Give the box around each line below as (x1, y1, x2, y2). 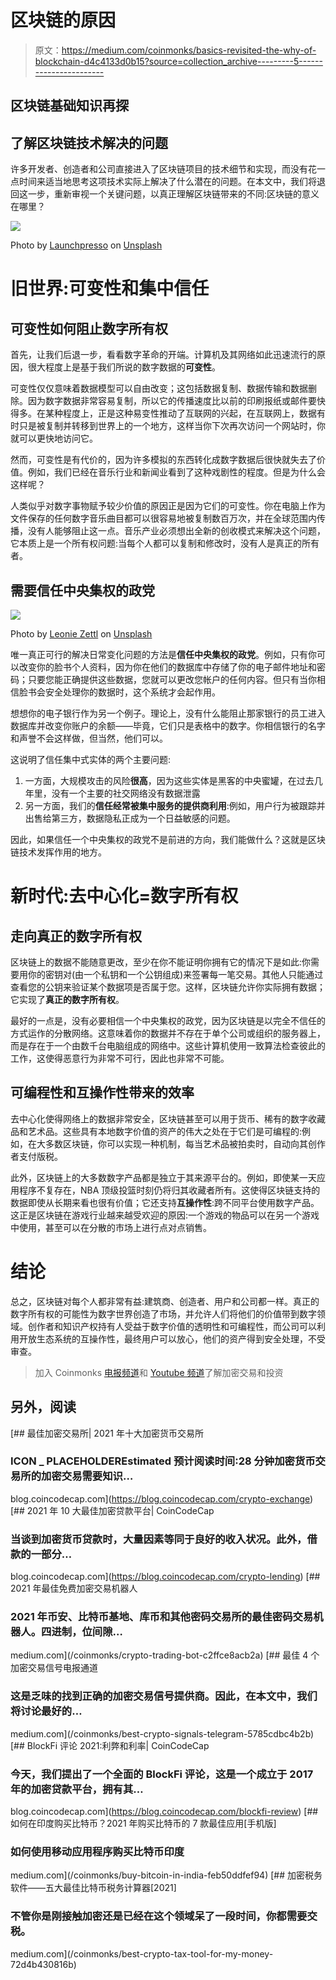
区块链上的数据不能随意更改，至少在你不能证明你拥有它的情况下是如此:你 (10, 956, 312, 968)
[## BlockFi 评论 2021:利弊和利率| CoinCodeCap (10, 1739, 210, 1751)
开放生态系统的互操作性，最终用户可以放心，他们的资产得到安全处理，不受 (18, 1332, 326, 1345)
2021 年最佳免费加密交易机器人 (10, 1582, 138, 1595)
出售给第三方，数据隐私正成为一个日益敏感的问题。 (24, 812, 236, 824)
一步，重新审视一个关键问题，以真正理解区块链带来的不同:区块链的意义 (27, 188, 320, 200)
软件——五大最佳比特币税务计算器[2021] (10, 1882, 177, 1894)
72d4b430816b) (10, 1958, 77, 1970)
